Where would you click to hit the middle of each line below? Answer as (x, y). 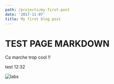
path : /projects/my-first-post (37, 10)
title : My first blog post (33, 19)
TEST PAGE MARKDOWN (57, 43)
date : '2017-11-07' (25, 14)
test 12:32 (15, 67)
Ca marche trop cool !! (28, 57)
